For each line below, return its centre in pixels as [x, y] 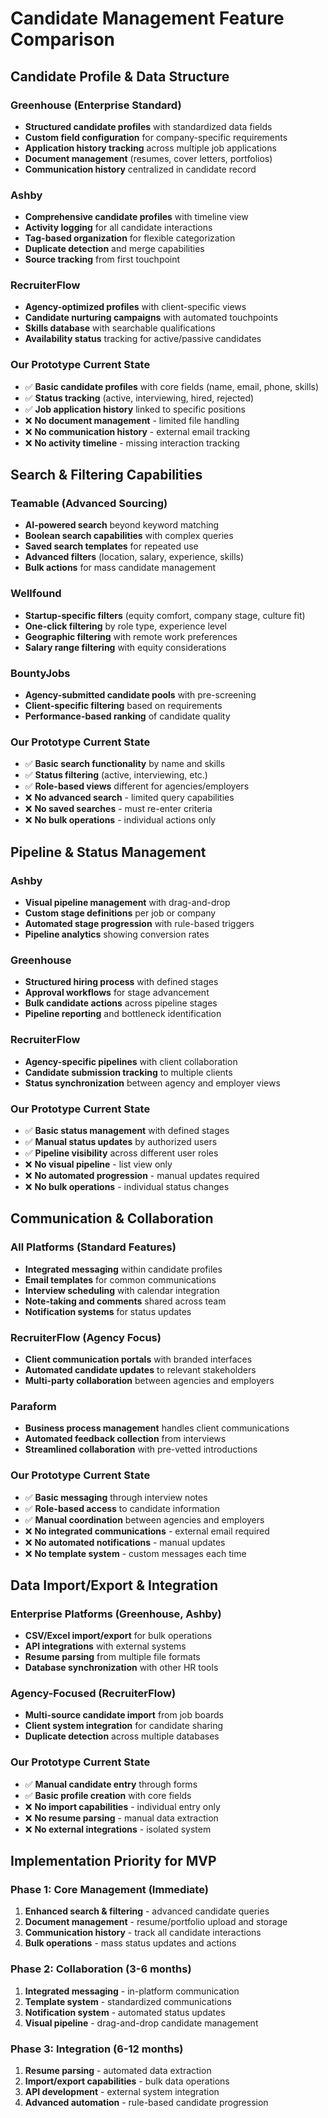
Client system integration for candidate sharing [124, 1726]
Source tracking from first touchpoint [102, 259]
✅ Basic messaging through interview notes [116, 1497]
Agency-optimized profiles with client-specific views [135, 307]
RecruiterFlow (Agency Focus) [86, 1337]
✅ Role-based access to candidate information [122, 1508]
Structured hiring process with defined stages [121, 982]
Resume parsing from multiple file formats [112, 1657]
